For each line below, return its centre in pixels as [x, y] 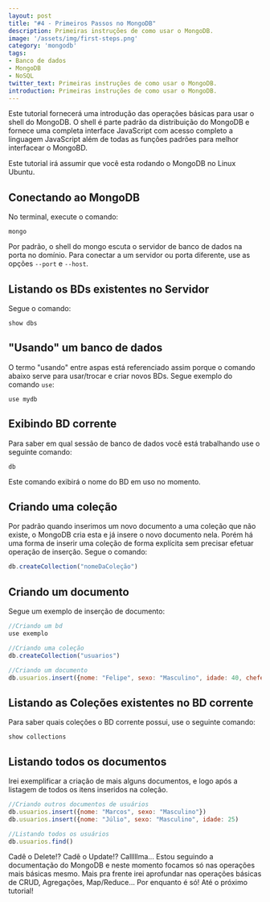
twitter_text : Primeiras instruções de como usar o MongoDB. [113, 83]
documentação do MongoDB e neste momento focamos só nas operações [132, 865]
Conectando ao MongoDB [74, 197]
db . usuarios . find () [41, 842]
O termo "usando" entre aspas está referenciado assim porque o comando [132, 367]
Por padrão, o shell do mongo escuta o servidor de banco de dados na [125, 247]
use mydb [23, 399]
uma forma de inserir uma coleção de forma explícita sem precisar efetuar [131, 543]
